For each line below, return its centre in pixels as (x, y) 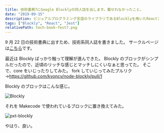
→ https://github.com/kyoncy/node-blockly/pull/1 (54, 76)
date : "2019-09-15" (25, 14)
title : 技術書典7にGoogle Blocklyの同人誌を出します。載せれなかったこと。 (74, 9)
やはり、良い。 (20, 126)
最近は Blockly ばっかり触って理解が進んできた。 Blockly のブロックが (75, 58)
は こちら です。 (20, 48)
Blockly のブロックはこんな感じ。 (39, 86)
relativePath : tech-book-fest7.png (41, 28)
